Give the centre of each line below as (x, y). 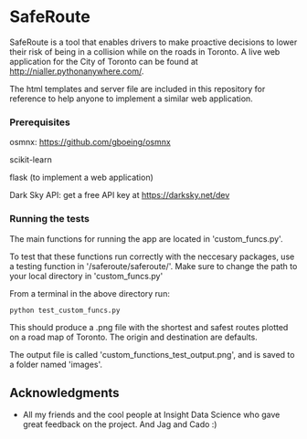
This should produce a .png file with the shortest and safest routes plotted (149, 327)
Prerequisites (40, 122)
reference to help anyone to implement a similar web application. (131, 99)
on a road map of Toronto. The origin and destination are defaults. (133, 337)
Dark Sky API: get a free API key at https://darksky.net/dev (120, 195)
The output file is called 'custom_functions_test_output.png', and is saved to (152, 354)
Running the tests (49, 219)
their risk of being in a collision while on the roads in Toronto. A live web (145, 51)
